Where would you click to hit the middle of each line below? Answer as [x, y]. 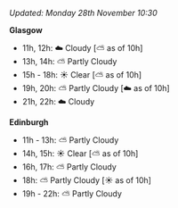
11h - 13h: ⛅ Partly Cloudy [70, 140]
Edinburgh [29, 122]
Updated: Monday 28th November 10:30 [83, 13]
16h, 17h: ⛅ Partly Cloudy [69, 167]
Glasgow [26, 30]
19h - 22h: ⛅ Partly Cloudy [72, 194]
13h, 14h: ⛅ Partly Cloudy [69, 61]
